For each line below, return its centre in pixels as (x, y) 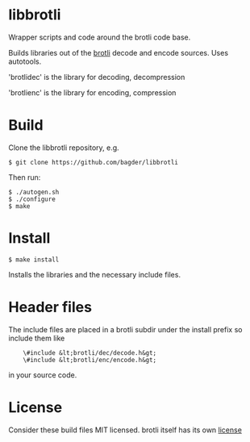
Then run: (25, 177)
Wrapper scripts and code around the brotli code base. (100, 37)
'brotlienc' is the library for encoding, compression (92, 92)
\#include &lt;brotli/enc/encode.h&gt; (90, 360)
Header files (50, 307)
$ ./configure (32, 199)
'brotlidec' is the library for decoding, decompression (97, 77)
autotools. (25, 61)
